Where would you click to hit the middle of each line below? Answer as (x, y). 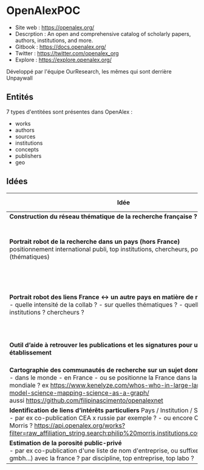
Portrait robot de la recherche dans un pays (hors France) (95, 241)
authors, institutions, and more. (54, 40)
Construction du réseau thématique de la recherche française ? (103, 216)
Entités (20, 97)
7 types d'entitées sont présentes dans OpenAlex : (70, 112)
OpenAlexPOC (43, 11)
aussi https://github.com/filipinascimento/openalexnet (87, 400)
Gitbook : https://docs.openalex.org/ (60, 47)
